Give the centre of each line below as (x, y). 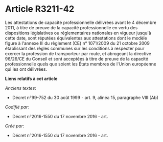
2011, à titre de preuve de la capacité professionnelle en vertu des (71, 27)
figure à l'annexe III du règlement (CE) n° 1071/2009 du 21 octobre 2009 (78, 43)
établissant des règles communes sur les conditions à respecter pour (75, 48)
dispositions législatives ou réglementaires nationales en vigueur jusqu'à (78, 33)
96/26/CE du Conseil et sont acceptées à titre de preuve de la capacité (77, 59)
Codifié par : (17, 107)
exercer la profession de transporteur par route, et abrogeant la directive (78, 53)
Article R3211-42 (40, 9)
